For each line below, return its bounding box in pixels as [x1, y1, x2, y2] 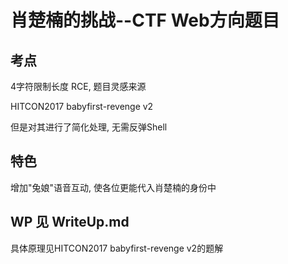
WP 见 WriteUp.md [10, 214, 130, 231]
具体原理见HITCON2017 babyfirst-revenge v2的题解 [10, 242, 224, 254]
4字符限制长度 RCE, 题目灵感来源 [10, 81, 147, 92]
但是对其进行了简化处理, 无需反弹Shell [10, 121, 168, 133]
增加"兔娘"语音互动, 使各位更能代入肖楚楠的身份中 [10, 181, 217, 193]
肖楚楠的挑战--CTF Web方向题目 [10, 9, 280, 32]
